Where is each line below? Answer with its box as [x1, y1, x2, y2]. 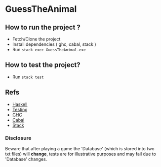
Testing [12, 106, 28, 112]
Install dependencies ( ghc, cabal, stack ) [12, 41, 96, 47]
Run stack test [12, 74, 44, 80]
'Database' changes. [5, 156, 47, 162]
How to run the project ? [5, 23, 80, 32]
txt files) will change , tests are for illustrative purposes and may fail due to [5, 151, 157, 157]
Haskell [12, 101, 28, 107]
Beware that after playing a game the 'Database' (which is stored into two [5, 145, 155, 151]
